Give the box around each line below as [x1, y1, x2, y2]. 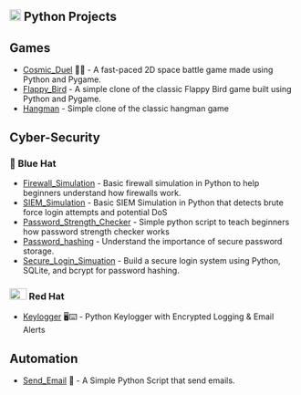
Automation [9, 350, 78, 366]
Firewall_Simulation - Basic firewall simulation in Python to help [22, 177, 260, 188]
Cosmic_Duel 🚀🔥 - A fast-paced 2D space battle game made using [22, 65, 274, 76]
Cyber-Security [9, 130, 100, 145]
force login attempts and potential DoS [22, 206, 168, 217]
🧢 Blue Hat [9, 157, 57, 170]
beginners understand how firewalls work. [22, 187, 182, 198]
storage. [22, 245, 55, 256]
